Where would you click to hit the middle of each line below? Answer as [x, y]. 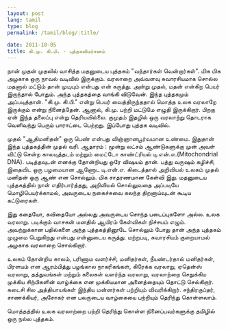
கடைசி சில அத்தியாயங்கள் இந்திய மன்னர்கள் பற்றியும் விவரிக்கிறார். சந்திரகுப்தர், [111, 290]
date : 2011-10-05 [32, 45]
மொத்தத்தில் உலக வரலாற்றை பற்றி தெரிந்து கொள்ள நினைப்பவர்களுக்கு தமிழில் [111, 311]
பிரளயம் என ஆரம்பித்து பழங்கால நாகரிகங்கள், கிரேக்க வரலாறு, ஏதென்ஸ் [104, 266]
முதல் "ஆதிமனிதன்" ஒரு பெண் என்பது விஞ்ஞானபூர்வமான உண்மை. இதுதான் [111, 139]
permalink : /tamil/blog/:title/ [53, 33]
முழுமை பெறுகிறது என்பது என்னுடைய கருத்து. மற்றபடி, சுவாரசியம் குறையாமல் [109, 237]
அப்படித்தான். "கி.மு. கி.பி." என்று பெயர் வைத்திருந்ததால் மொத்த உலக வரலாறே [112, 102]
